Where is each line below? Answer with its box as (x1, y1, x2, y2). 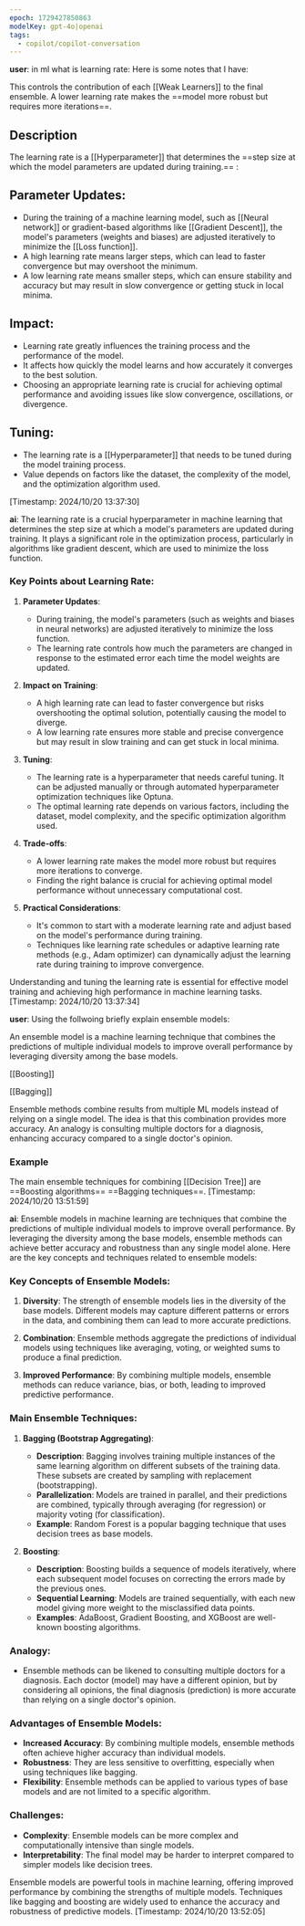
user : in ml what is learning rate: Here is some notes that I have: (9, 64, 249, 75)
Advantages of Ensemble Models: (9, 1717, 162, 1730)
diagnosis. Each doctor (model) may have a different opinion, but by (22, 1674, 278, 1685)
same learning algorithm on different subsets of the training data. (36, 1460, 280, 1471)
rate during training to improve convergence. (36, 958, 205, 969)
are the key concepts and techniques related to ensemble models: (9, 1252, 258, 1263)
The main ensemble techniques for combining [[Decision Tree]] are (9, 1177, 261, 1188)
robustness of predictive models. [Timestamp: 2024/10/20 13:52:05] (9, 1905, 266, 1917)
